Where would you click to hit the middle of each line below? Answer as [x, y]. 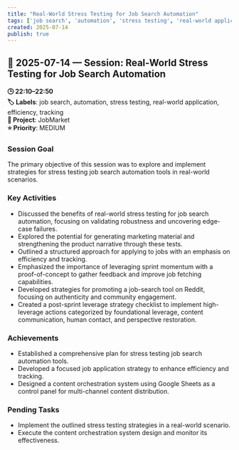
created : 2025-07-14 [38, 27]
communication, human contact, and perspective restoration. [107, 319]
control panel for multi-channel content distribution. [93, 391]
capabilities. [35, 281]
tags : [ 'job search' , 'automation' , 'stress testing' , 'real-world [110, 21]
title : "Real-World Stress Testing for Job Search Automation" [103, 14]
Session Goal [31, 149]
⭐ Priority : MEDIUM [36, 128]
